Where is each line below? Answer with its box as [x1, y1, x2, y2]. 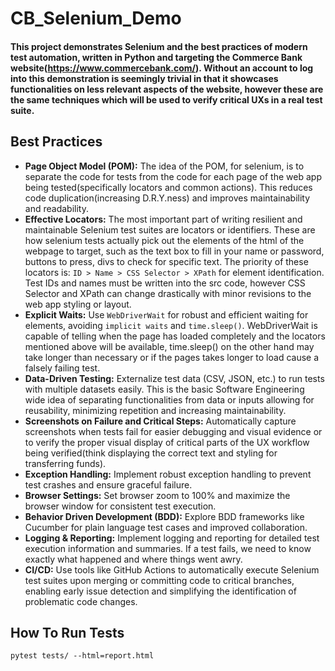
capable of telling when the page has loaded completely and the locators [24, 330, 326, 342]
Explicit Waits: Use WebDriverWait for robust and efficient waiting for [24, 308, 309, 321]
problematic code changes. [24, 595, 138, 607]
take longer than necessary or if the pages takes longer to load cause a [24, 351, 320, 363]
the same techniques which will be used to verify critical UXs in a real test [10, 93, 323, 106]
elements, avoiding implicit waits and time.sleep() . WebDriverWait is [24, 319, 318, 331]
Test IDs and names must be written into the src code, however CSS [24, 277, 306, 289]
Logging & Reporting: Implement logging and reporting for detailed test [24, 532, 320, 544]
